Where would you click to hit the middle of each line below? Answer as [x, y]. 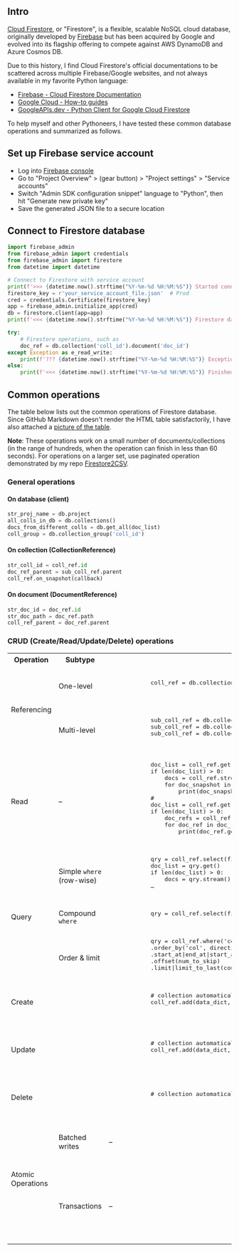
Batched [73, 1137]
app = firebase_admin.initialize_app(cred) [73, 307]
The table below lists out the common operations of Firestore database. [112, 412]
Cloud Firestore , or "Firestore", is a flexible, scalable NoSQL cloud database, [119, 29]
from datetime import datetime [54, 267]
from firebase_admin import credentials [68, 254]
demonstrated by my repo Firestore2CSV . [68, 463]
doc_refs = [182, 818]
